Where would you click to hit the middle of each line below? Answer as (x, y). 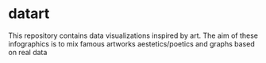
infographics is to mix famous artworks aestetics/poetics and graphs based (132, 43)
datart (29, 14)
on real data (28, 52)
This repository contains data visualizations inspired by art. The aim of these (133, 35)
